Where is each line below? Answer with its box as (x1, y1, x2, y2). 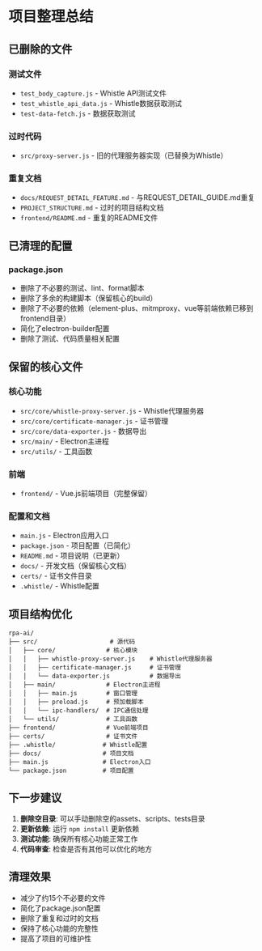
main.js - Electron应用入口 (19, 531, 109, 541)
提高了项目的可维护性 (19, 933, 91, 943)
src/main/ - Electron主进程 (19, 436, 109, 446)
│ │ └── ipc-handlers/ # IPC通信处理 (8, 707, 149, 715)
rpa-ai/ (8, 629, 35, 638)
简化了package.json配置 (19, 903, 101, 913)
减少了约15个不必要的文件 (19, 893, 106, 902)
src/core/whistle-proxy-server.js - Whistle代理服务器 (19, 405, 205, 415)
